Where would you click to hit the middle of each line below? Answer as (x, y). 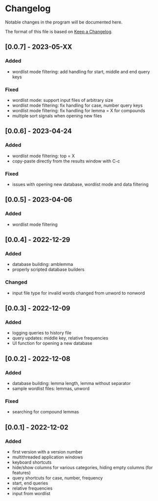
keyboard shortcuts (32, 462)
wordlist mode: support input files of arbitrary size (63, 100)
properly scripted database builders (48, 269)
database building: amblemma (43, 264)
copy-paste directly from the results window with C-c (66, 161)
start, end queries (30, 483)
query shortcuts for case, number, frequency (57, 477)
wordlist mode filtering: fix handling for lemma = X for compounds (79, 110)
